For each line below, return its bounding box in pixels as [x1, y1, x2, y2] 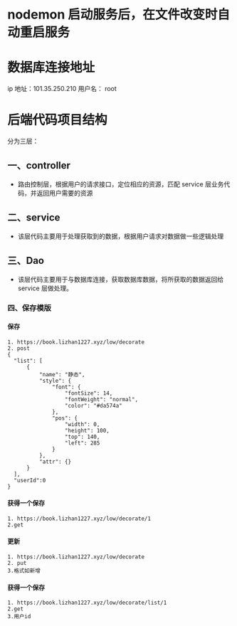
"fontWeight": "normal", [64, 396, 139, 403]
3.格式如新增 [7, 567, 41, 575]
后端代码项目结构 [7, 112, 108, 128]
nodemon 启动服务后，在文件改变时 [7, 6, 218, 23]
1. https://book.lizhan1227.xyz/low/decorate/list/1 [7, 599, 167, 607]
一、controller [7, 159, 71, 171]
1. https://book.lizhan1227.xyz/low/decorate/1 [7, 515, 152, 522]
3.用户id [7, 613, 31, 620]
